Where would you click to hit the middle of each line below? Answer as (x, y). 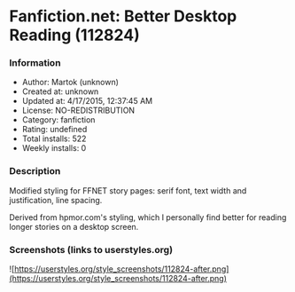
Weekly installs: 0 (54, 148)
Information (35, 63)
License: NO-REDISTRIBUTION (78, 110)
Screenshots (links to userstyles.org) (91, 249)
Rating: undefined (54, 130)
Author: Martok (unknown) (70, 83)
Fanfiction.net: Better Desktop (123, 16)
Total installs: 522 (54, 138)
